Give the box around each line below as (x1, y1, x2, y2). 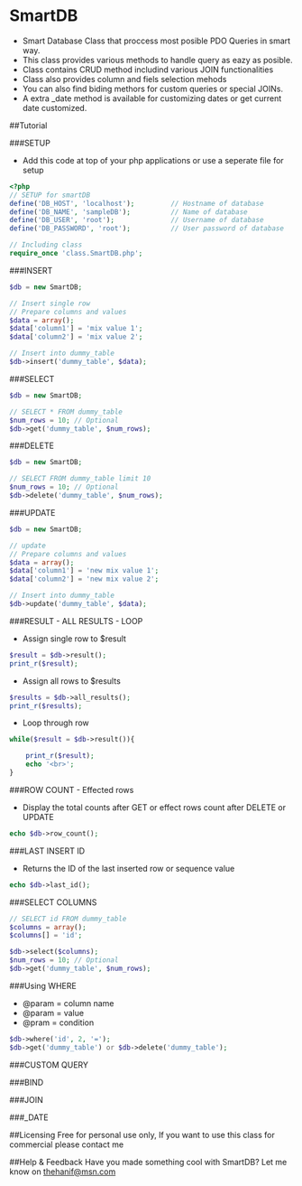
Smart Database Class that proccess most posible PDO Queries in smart (22, 35, 291, 46)
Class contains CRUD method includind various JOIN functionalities (22, 64, 274, 75)
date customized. (22, 102, 87, 113)
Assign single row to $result (22, 633, 126, 644)
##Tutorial (9, 119, 48, 131)
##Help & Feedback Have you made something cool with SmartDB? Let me (9, 1156, 288, 1167)
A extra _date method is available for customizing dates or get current (22, 92, 282, 104)
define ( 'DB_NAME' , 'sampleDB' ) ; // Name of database (9, 207, 248, 217)
